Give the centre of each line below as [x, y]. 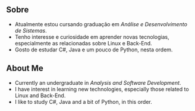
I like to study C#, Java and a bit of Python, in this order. [84, 101]
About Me [25, 68]
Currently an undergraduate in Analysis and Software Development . [98, 82]
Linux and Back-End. [40, 95]
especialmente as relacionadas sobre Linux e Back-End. [84, 43]
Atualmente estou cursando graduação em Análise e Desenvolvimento [101, 24]
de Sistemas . [31, 30]
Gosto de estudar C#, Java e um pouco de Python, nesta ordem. [94, 50]
